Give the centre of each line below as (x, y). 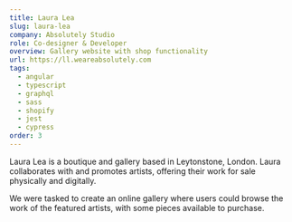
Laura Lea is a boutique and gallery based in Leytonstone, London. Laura (145, 161)
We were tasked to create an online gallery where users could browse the (146, 198)
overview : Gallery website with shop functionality (108, 52)
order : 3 (26, 136)
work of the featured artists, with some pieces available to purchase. (137, 208)
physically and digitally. (53, 180)
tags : (19, 69)
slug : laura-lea (40, 26)
